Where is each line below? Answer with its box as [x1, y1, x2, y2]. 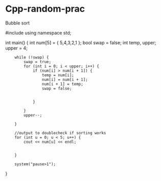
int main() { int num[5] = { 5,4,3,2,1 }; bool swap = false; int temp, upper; [5, 39, 156, 46]
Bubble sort [5, 20, 30, 26]
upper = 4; [5, 45, 28, 51]
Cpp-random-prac [5, 3, 85, 15]
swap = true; [24, 59, 52, 64]
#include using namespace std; [5, 29, 72, 36]
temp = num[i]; [41, 72, 74, 78]
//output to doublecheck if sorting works [14, 130, 106, 135]
